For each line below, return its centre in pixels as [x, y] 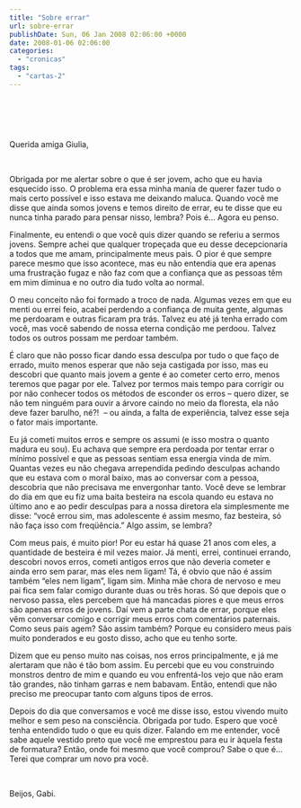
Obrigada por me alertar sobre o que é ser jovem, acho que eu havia [136, 179]
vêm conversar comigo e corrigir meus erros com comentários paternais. [145, 619]
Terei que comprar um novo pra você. [79, 759]
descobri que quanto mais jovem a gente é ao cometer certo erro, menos [145, 374]
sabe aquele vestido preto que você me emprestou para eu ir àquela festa [146, 739]
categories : [31, 51]
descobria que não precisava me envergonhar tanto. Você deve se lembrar [148, 487]
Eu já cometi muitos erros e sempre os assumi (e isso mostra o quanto [139, 439]
